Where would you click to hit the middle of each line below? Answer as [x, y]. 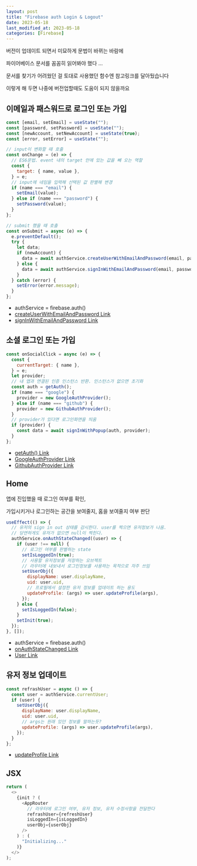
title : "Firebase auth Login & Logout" [55, 17]
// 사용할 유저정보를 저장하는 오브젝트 [62, 560]
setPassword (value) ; [42, 204]
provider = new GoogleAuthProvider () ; [64, 398]
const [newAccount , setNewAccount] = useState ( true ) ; [73, 133]
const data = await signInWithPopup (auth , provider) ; [84, 431]
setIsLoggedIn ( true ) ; [48, 555]
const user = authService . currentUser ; [60, 694]
